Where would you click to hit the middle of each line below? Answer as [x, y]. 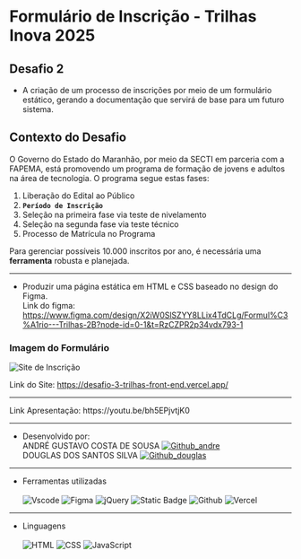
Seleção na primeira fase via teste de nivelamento [114, 214]
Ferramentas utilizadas [64, 481]
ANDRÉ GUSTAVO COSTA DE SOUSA [91, 446]
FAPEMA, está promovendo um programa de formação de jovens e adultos [147, 169]
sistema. [38, 109]
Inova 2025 [52, 35]
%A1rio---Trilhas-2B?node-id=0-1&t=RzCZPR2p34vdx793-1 [133, 324]
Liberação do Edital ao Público [78, 196]
